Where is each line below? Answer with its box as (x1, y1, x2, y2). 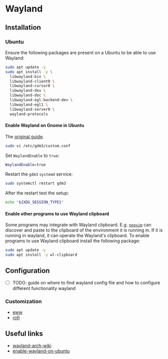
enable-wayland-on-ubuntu (12, 348, 70, 354)
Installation (5, 23, 41, 32)
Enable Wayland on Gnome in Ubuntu (5, 122, 84, 128)
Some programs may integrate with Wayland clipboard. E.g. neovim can (5, 222, 151, 228)
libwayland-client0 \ (10, 79, 55, 84)
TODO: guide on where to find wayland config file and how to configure (12, 279, 160, 285)
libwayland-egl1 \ (10, 102, 49, 107)
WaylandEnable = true (5, 162, 46, 167)
